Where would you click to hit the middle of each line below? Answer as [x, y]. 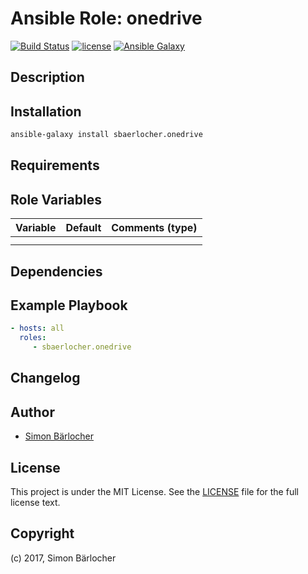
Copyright [42, 533]
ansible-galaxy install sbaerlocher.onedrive [106, 135]
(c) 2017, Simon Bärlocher [63, 558]
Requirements [55, 165]
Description [47, 77]
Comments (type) [154, 228]
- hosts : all [37, 328]
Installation [46, 111]
